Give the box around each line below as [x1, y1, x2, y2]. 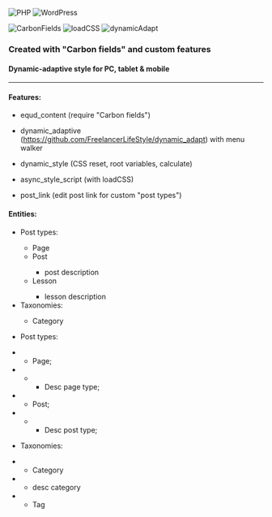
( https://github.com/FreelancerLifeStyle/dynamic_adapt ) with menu [19, 135, 245, 144]
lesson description [44, 291, 107, 301]
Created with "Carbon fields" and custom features [8, 43, 211, 54]
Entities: [8, 209, 37, 218]
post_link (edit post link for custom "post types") [19, 191, 182, 200]
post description [44, 267, 100, 277]
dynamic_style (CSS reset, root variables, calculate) [19, 159, 193, 169]
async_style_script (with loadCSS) [19, 174, 134, 184]
